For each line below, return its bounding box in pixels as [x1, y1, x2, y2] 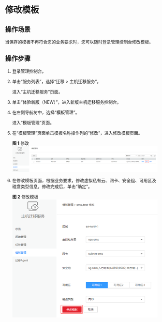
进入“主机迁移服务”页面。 [12, 89, 63, 94]
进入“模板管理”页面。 [12, 120, 55, 125]
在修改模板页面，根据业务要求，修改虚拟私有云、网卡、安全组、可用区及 [12, 178, 156, 184]
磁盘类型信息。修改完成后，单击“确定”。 [12, 184, 93, 189]
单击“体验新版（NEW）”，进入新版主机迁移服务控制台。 [12, 99, 121, 105]
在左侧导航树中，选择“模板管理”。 [12, 109, 80, 115]
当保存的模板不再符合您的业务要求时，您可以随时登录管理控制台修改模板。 [5, 39, 153, 45]
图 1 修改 [12, 140, 29, 146]
